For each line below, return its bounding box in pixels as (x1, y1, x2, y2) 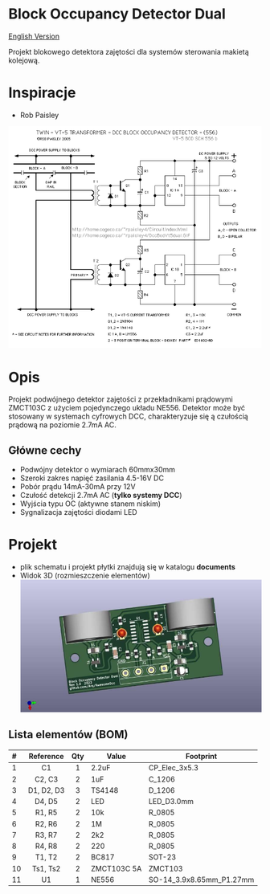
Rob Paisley (19, 110, 59, 120)
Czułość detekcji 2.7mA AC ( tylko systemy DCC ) (19, 491, 182, 500)
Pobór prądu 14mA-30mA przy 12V (19, 482, 136, 492)
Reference (28, 752, 64, 761)
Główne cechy (8, 443, 82, 457)
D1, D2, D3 (27, 785, 65, 795)
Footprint (185, 752, 218, 761)
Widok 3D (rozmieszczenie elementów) (19, 571, 150, 581)
